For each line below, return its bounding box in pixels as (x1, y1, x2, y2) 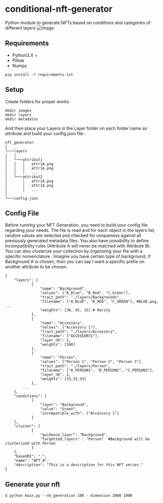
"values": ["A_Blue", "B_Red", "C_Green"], (40, 291, 131, 296)
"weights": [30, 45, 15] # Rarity (40, 308, 111, 313)
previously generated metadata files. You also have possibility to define (5, 238, 149, 244)
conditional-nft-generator (5, 3, 113, 15)
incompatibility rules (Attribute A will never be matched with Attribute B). (5, 243, 151, 249)
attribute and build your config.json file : (5, 130, 86, 136)
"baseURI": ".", (14, 454, 47, 459)
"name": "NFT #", (14, 458, 49, 463)
